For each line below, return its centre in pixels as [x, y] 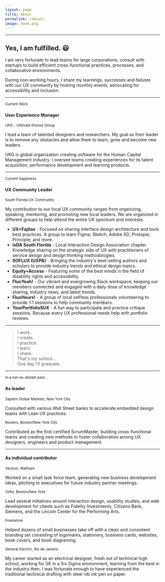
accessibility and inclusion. [32, 91]
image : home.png [22, 23]
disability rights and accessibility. [46, 276]
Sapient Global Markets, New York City [38, 399]
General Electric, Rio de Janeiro [32, 549]
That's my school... [36, 359]
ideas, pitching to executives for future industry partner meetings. [72, 483]
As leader [15, 389]
